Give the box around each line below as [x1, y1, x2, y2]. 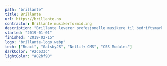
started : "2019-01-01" [5, 30, 52, 35]
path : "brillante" [5, 7, 43, 12]
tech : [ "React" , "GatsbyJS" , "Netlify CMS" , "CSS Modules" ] [5, 44, 133, 49]
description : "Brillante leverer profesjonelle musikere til [5, 26, 135, 31]
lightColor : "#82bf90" [5, 53, 52, 59]
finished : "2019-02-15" [5, 35, 55, 40]
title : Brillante [5, 12, 41, 17]
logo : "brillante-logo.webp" [5, 40, 66, 45]
